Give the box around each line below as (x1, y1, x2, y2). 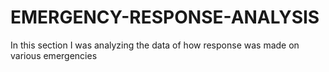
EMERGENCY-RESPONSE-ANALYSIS (10, 6, 320, 29)
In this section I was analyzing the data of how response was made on (10, 39, 300, 51)
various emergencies (10, 49, 98, 61)
